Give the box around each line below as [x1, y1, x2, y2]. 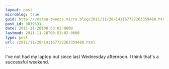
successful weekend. [5, 58, 49, 65]
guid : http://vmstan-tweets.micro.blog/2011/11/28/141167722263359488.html [5, 16, 167, 21]
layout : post [5, 7, 33, 12]
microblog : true [5, 12, 39, 17]
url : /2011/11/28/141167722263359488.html [5, 40, 96, 45]
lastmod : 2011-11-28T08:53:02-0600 [5, 30, 80, 35]
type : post [5, 35, 28, 40]
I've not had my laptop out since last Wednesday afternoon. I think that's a [5, 53, 159, 59]
